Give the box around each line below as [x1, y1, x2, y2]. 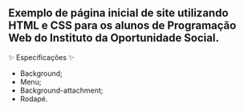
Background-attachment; [19, 85, 104, 95]
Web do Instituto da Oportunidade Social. [8, 31, 219, 45]
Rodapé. [19, 93, 48, 103]
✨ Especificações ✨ [8, 52, 75, 62]
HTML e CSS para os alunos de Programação [8, 19, 237, 33]
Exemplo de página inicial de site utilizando [8, 6, 229, 20]
